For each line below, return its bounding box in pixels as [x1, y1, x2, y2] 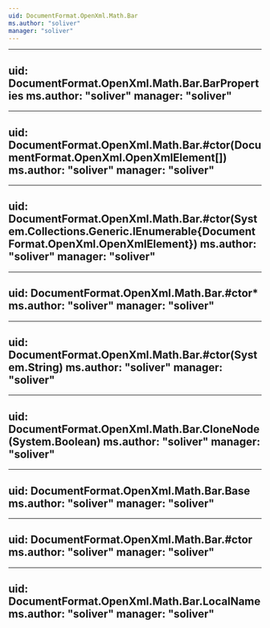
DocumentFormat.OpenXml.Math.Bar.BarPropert [8, 76, 260, 90]
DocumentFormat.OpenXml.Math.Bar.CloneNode [8, 422, 260, 436]
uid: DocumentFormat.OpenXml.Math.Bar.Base [8, 483, 251, 498]
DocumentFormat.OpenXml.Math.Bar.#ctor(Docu [8, 138, 262, 152]
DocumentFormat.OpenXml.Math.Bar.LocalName [8, 595, 261, 609]
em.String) [8, 361, 63, 374]
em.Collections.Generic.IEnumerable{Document [8, 225, 256, 239]
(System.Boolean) [8, 434, 101, 448]
